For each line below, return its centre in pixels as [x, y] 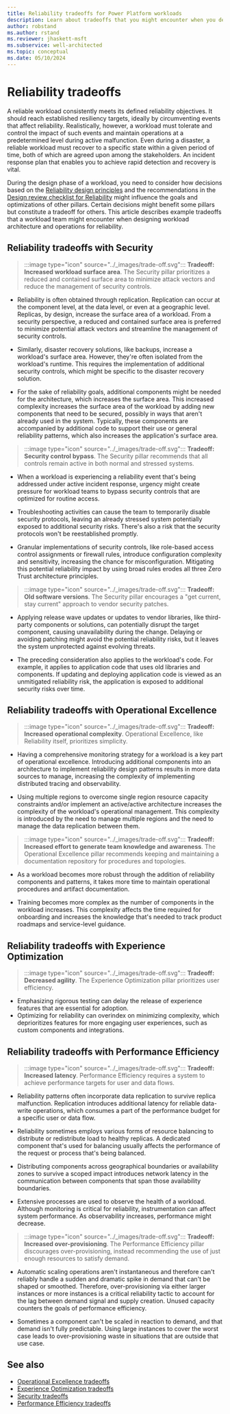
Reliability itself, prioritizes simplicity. [76, 741]
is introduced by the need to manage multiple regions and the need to [115, 819]
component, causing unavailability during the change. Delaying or [110, 632]
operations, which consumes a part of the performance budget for [127, 1110]
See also [26, 1365]
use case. [31, 1343]
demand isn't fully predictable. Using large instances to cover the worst [118, 1328]
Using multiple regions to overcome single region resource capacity [113, 797]
